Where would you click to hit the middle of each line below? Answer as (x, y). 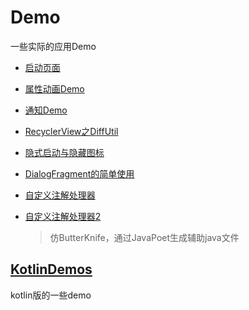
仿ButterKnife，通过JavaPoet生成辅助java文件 (144, 237)
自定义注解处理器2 (63, 216)
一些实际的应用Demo (53, 46)
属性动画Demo (54, 88)
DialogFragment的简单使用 (79, 173)
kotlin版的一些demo (51, 295)
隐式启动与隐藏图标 (64, 152)
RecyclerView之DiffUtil (71, 131)
